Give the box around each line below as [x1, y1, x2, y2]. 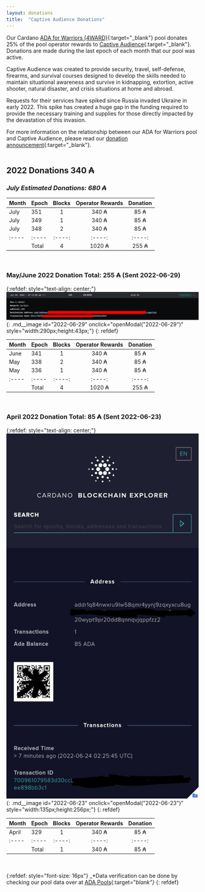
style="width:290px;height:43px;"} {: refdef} [6, 328, 119, 335]
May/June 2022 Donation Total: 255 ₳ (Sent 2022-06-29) [6, 271, 181, 280]
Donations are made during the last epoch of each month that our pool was [6, 47, 195, 54]
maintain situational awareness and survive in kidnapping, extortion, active [6, 78, 194, 86]
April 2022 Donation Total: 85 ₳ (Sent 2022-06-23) [6, 413, 162, 421]
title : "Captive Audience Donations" [6, 16, 105, 23]
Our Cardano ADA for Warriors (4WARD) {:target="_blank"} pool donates [6, 34, 188, 41]
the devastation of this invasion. [6, 116, 87, 124]
